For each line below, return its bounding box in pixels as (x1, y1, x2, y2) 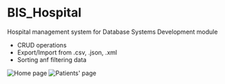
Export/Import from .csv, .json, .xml (17, 48, 118, 56)
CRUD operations (17, 41, 67, 49)
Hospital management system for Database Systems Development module (7, 28, 218, 36)
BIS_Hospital (7, 5, 82, 21)
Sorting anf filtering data (17, 55, 87, 63)
